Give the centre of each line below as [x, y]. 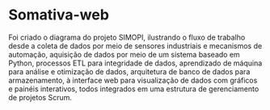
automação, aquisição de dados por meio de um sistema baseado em [124, 54]
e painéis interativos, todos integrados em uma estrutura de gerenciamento [134, 89]
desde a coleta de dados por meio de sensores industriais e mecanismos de [135, 45]
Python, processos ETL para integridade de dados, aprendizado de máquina [135, 63]
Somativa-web [59, 15]
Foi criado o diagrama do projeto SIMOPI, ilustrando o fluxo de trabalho [127, 37]
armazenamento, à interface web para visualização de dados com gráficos [133, 80]
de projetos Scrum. [40, 97]
